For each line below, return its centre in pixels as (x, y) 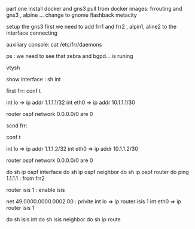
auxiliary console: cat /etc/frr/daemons (54, 45)
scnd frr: (17, 126)
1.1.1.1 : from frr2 (25, 178)
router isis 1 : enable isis (36, 190)
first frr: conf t (24, 91)
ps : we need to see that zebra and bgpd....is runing (70, 56)
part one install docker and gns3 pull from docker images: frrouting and (94, 9)
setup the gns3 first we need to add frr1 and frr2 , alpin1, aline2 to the (92, 27)
